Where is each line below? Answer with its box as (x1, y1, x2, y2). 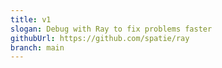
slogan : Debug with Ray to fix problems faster (10, 24, 213, 34)
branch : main (10, 42, 65, 53)
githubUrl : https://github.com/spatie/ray (10, 33, 190, 43)
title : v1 (10, 14, 52, 25)
